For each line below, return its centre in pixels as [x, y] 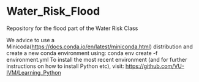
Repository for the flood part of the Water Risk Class [72, 28]
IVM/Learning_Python [34, 72]
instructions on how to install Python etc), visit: [65, 66]
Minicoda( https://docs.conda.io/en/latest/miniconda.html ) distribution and [99, 47]
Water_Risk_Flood [53, 11]
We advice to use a [31, 40]
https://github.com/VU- [155, 66]
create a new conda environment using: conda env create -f [82, 53]
